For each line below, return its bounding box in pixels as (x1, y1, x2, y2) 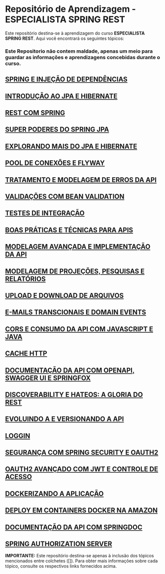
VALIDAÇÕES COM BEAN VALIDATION (5, 192, 125, 200)
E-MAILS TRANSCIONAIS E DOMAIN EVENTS (5, 308, 146, 317)
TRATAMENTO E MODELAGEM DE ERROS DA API (5, 176, 157, 184)
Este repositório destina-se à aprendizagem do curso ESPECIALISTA (5, 30, 145, 36)
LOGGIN (5, 432, 31, 440)
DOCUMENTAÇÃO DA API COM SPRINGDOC (5, 523, 143, 531)
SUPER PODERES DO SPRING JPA (5, 126, 109, 134)
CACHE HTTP (5, 350, 48, 358)
